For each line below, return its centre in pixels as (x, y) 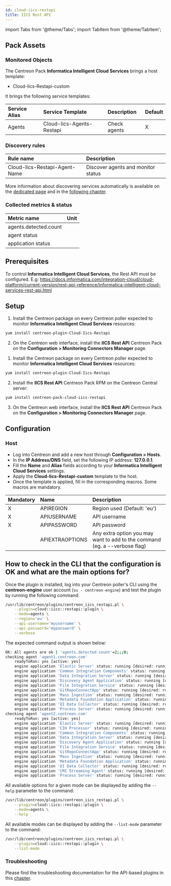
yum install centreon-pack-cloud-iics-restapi (55, 398)
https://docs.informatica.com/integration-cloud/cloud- (97, 279)
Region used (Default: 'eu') (124, 508)
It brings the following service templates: (48, 96)
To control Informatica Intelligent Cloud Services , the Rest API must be (81, 274)
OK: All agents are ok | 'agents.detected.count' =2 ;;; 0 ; (67, 652)
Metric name (24, 218)
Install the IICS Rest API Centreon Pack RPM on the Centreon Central (85, 383)
